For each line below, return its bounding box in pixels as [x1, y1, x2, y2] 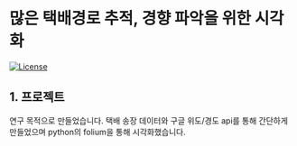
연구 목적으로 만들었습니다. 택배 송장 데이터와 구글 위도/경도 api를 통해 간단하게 [9, 114, 289, 126]
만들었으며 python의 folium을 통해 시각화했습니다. [9, 126, 187, 137]
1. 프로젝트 [9, 89, 65, 105]
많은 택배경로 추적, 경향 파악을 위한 [9, 8, 252, 29]
